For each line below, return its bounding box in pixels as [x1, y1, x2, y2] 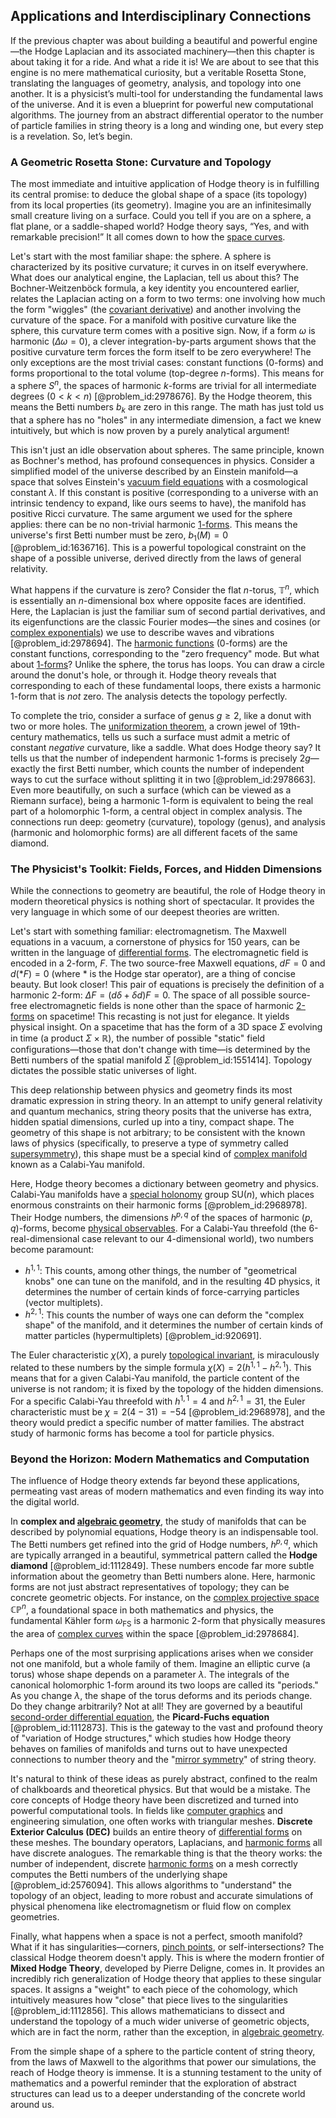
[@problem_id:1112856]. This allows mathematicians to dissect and [10, 2005, 285, 2016]
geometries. [10, 1911, 60, 1923]
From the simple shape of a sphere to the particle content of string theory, [10, 2045, 316, 2057]
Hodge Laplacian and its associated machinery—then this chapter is [34, 45, 315, 57]
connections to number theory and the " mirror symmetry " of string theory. [10, 1754, 317, 1765]
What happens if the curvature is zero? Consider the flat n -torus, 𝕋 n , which [10, 582, 320, 596]
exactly [10, 763, 41, 775]
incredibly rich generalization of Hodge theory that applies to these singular [10, 1973, 322, 1984]
